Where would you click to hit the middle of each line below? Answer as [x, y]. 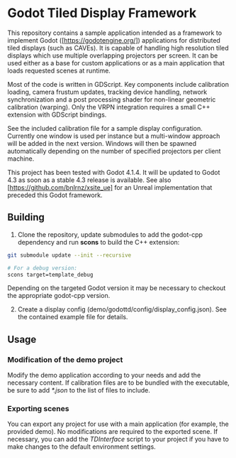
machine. [21, 159]
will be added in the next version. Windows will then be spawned [102, 143]
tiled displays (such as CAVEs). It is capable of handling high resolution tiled [118, 48]
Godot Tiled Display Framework [102, 13]
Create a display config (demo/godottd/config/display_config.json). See [122, 309]
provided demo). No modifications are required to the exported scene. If [113, 432]
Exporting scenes [38, 408]
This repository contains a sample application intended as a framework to [114, 33]
